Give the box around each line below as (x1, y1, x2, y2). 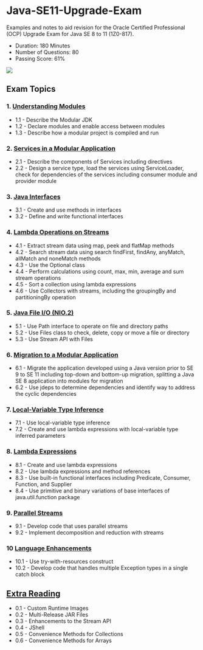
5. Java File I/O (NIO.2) (6, 308, 74, 317)
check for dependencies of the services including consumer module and (15, 171, 198, 178)
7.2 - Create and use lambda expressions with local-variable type (15, 426, 179, 433)
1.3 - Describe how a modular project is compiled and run (15, 129, 159, 136)
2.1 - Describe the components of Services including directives (15, 157, 173, 165)
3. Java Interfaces (6, 192, 61, 201)
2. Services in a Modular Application (6, 144, 115, 153)
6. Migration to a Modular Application (6, 350, 119, 359)
